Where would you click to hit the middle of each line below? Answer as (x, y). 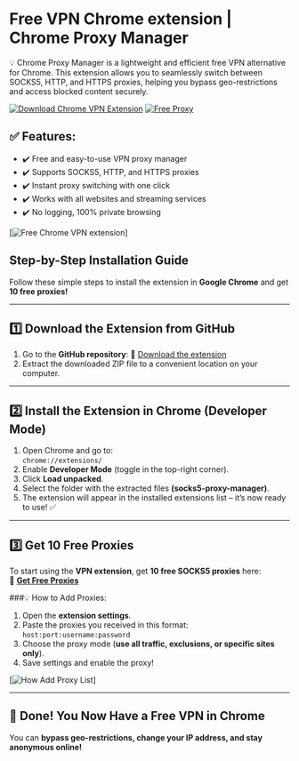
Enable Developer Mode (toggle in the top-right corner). (125, 469)
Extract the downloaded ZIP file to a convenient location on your (140, 364)
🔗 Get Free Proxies (44, 581)
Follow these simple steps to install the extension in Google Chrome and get (149, 282)
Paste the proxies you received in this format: (105, 625)
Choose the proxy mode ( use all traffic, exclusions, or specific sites (148, 644)
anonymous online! (46, 747)
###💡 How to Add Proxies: (58, 597)
